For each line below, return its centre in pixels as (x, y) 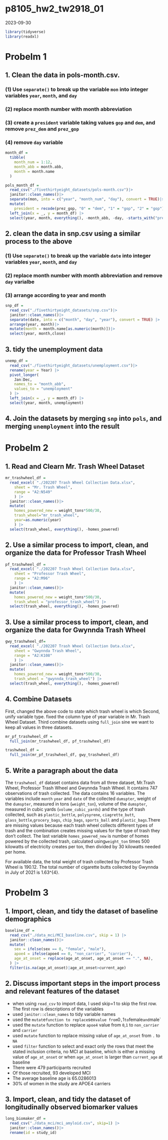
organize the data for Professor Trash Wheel (76, 553)
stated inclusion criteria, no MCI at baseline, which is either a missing (83, 1051)
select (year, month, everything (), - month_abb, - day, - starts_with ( (82, 218)
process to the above (39, 241)
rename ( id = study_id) (33, 1133)
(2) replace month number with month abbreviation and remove (84, 275)
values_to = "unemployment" (43, 389)
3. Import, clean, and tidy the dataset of (68, 1100)
